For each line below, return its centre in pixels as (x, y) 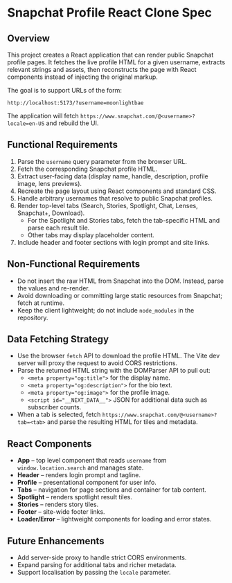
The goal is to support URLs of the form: (65, 90)
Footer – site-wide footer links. (61, 512)
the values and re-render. (53, 288)
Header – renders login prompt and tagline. (79, 475)
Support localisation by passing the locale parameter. (94, 573)
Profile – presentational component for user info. (87, 483)
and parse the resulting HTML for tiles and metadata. (123, 422)
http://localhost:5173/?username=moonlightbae (75, 103)
